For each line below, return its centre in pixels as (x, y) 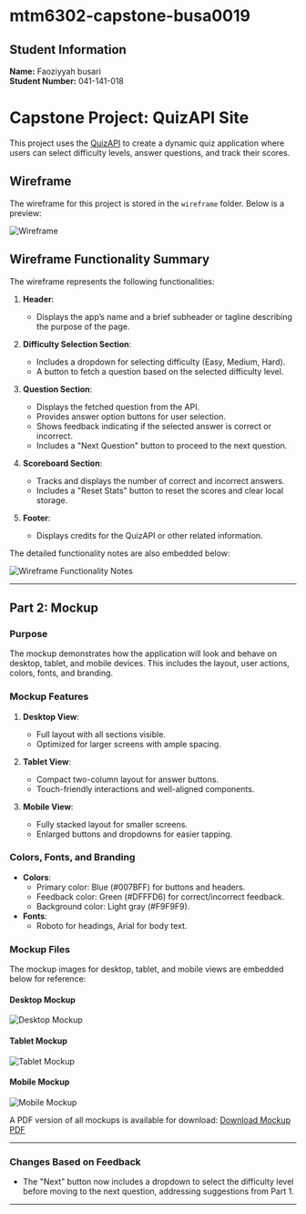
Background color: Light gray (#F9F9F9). (113, 906)
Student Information (68, 50)
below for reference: (48, 979)
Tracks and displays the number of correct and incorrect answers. (160, 480)
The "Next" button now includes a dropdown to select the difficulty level (158, 1182)
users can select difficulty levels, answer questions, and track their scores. (150, 152)
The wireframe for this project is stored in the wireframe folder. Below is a (147, 203)
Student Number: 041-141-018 (67, 81)
